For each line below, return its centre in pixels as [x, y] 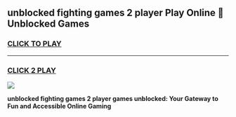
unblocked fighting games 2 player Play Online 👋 [116, 13]
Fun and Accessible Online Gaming [59, 106]
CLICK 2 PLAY [32, 70]
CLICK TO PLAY [34, 44]
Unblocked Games [48, 24]
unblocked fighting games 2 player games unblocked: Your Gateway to [113, 98]
